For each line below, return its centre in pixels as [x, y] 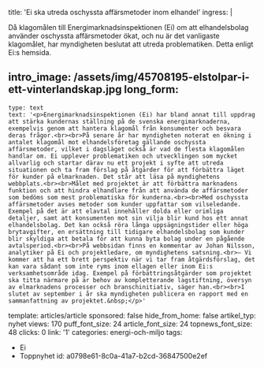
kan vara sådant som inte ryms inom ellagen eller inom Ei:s [111, 266]
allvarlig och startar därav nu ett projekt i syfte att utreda [116, 163]
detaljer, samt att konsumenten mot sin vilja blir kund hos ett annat [128, 218]
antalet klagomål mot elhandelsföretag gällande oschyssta [107, 142]
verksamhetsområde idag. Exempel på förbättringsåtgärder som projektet [130, 273]
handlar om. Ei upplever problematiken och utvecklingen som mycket [123, 156]
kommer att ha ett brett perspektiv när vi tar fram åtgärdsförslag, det [132, 259]
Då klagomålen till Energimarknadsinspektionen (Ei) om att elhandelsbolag [128, 27]
